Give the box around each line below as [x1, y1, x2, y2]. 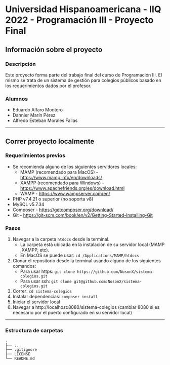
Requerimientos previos [5, 152, 66, 159]
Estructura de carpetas [5, 327, 63, 334]
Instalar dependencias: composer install [12, 294, 98, 300]
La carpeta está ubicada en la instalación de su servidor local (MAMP [20, 241, 165, 248]
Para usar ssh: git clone [20, 278, 72, 285]
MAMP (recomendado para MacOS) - [20, 169, 99, 175]
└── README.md [5, 356, 35, 361]
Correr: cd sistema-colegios [12, 288, 72, 294]
